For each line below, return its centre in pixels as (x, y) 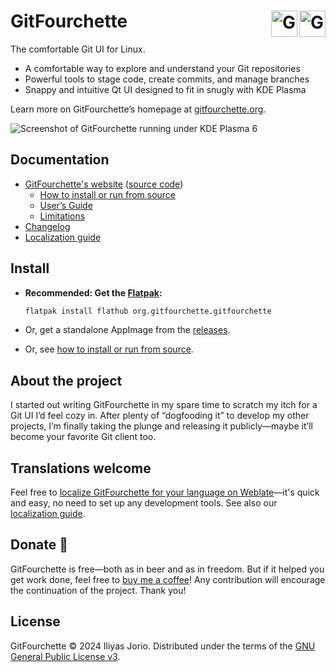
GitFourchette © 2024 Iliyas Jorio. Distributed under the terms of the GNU (163, 646)
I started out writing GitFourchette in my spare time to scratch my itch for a (164, 405)
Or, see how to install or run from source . (109, 349)
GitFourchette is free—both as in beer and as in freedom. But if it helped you (167, 569)
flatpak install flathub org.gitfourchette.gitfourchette (148, 311)
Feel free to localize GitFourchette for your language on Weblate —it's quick (165, 492)
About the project (66, 380)
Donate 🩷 (39, 545)
